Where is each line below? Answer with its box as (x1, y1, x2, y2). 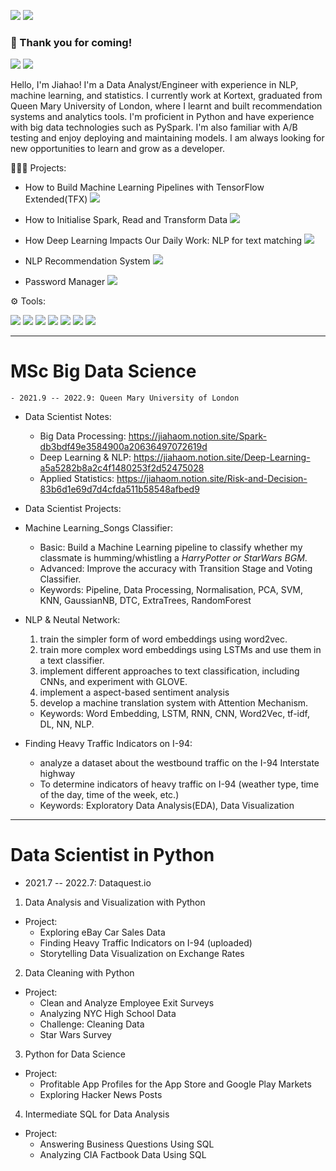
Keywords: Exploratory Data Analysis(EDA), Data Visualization (39, 800, 295, 812)
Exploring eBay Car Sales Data (39, 926, 166, 939)
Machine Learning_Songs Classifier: (24, 522, 174, 534)
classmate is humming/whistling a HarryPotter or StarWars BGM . (39, 552, 308, 564)
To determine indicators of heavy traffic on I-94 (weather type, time (39, 778, 320, 790)
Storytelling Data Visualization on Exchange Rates (39, 948, 245, 960)
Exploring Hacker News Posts (39, 1089, 163, 1101)
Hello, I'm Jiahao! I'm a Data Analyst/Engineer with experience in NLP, (10, 79, 299, 91)
